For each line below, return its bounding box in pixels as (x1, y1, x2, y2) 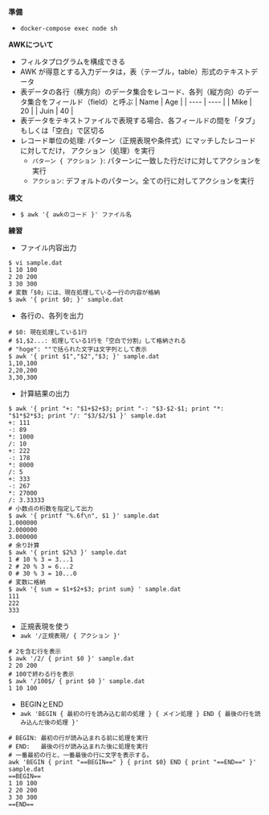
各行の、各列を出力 (19, 311, 84, 320)
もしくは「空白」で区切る (19, 126, 105, 135)
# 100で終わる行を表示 (8, 670, 75, 678)
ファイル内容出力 (19, 243, 77, 252)
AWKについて (8, 39, 54, 49)
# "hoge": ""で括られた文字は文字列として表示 (8, 345, 147, 353)
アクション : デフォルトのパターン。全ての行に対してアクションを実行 (31, 176, 255, 185)
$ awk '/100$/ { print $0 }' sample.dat (8, 677, 146, 685)
